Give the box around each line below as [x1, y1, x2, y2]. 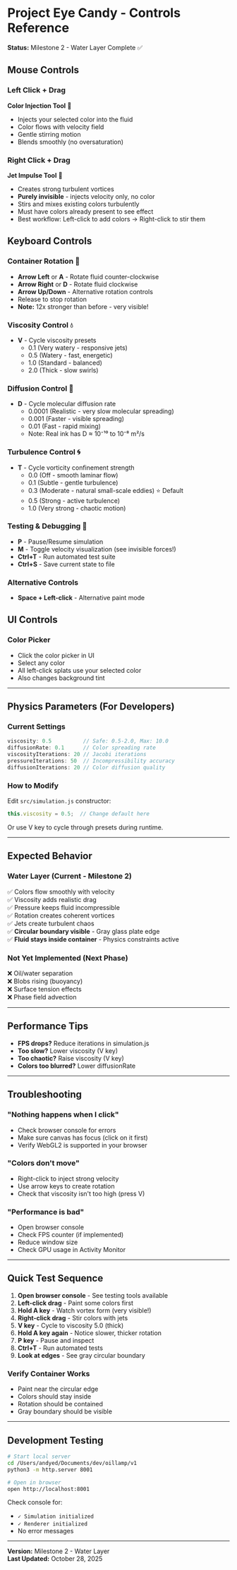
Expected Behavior [7, 850, 93, 862]
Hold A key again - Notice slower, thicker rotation [17, 1328, 162, 1337]
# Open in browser [7, 1479, 61, 1486]
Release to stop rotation [17, 295, 87, 303]
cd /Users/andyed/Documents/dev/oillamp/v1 [7, 1459, 138, 1466]
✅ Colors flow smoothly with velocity [7, 887, 115, 896]
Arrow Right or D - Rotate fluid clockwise [17, 280, 138, 288]
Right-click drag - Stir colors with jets [17, 1313, 128, 1322]
